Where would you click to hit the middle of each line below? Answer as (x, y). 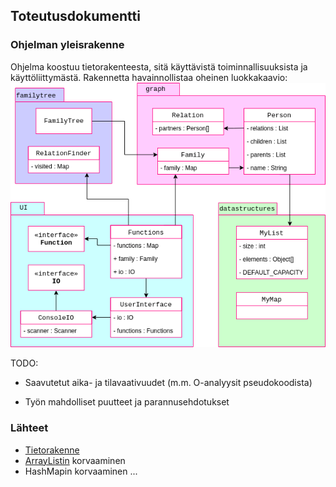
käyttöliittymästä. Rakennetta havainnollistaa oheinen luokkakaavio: (149, 77)
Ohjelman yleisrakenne (67, 45)
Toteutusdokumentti (75, 16)
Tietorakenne (52, 450)
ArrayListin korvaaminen (75, 460)
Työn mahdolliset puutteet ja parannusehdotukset (127, 402)
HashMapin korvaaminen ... (81, 471)
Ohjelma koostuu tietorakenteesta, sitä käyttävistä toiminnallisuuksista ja (159, 66)
